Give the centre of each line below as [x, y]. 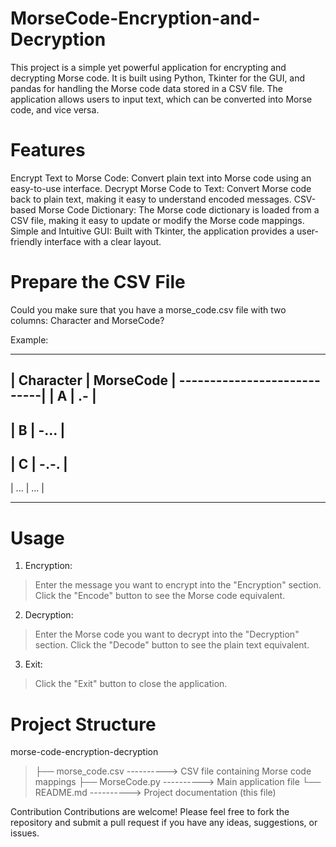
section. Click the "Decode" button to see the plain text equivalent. [172, 645]
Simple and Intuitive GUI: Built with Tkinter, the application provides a [152, 231]
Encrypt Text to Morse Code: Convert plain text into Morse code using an [161, 178]
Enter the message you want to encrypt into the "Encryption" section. [178, 585]
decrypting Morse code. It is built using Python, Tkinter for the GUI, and [158, 78]
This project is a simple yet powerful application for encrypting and [148, 67]
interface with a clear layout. [103, 241]
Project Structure [83, 724]
